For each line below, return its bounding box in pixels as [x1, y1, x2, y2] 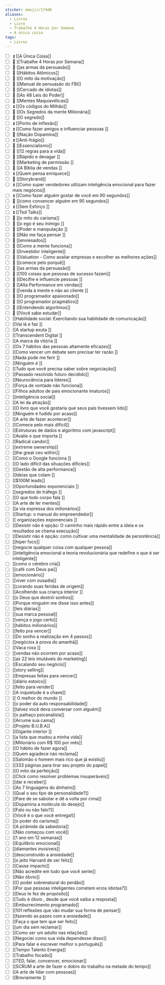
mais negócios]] [12, 187, 46, 193]
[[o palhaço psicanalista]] [12, 712, 64, 718]
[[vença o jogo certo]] [12, 617, 57, 622]
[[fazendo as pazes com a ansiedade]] [12, 913, 92, 919]
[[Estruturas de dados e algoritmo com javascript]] [12, 427, 115, 433]
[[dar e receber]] [12, 778, 47, 785]
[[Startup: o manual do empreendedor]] [12, 511, 93, 517]
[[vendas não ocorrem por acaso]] [12, 650, 83, 656]
